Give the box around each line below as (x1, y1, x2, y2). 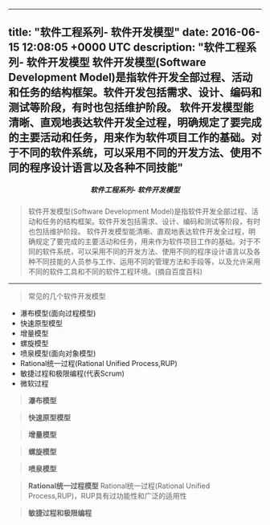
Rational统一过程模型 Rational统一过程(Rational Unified (27, 481, 211, 490)
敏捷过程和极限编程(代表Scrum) (19, 368, 125, 378)
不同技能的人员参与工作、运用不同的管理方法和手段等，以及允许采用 (35, 257, 261, 267)
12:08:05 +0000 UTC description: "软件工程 (22, 41, 247, 55)
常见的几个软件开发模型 (27, 291, 106, 301)
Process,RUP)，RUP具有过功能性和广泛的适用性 (27, 491, 187, 501)
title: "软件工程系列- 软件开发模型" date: (8, 26, 209, 39)
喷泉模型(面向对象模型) (19, 348, 96, 358)
